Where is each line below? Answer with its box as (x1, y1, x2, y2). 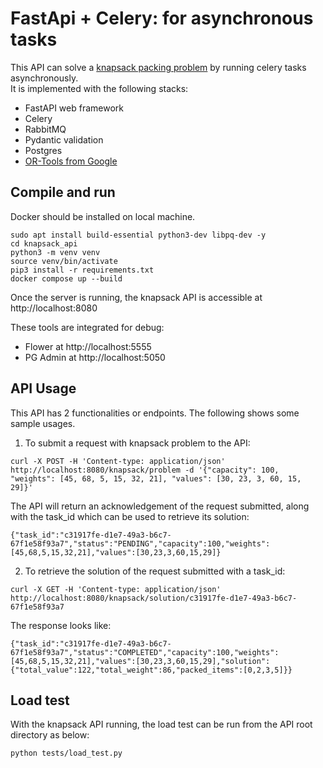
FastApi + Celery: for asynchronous (10, 7, 314, 30)
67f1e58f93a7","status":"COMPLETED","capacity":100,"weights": (10, 647, 280, 657)
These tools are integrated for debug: (10, 321, 165, 333)
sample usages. (10, 417, 76, 429)
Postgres (24, 144, 63, 156)
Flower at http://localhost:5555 (24, 340, 152, 352)
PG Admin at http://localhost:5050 (24, 351, 166, 363)
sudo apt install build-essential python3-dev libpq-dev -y (10, 230, 267, 240)
